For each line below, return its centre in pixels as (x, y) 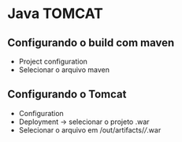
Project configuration (53, 61)
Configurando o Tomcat (67, 95)
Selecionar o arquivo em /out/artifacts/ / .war (90, 129)
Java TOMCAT (56, 14)
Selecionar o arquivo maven (64, 70)
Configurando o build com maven (91, 43)
